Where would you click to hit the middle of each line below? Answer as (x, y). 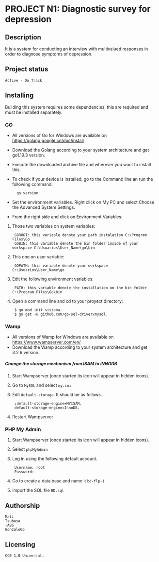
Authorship (23, 505)
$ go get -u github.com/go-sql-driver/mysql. (61, 314)
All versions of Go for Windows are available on (59, 135)
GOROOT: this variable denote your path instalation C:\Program (80, 235)
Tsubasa (13, 521)
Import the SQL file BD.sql (38, 490)
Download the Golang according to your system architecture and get (80, 150)
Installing (19, 95)
